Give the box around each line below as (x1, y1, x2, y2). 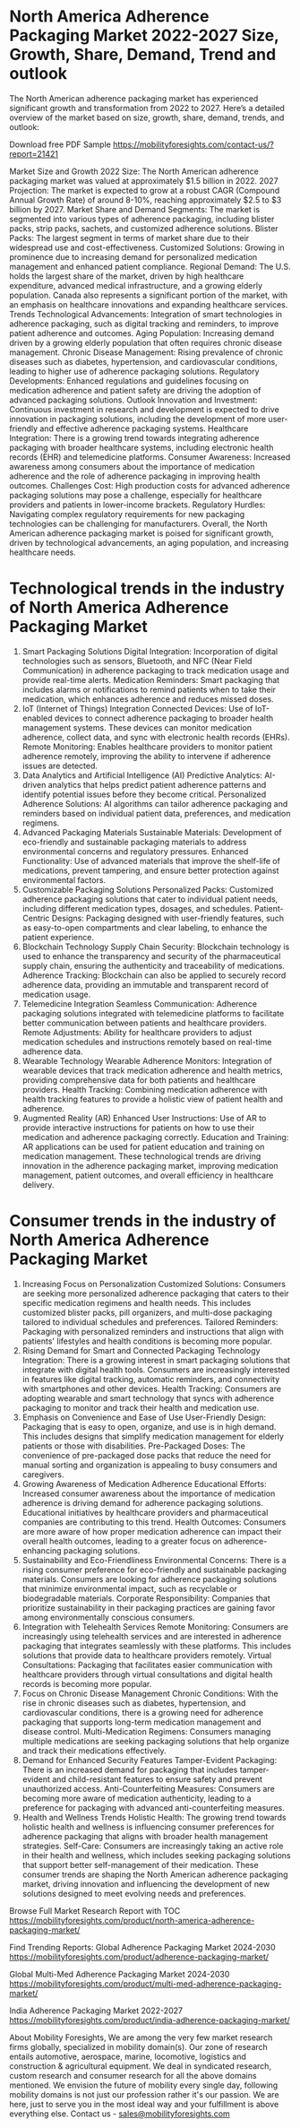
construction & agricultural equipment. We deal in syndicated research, (9, 2060, 271, 2072)
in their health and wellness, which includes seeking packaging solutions (21, 1849, 291, 1861)
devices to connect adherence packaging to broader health (54, 713, 274, 723)
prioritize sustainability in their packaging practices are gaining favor (21, 1602, 276, 1613)
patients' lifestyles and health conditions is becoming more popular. (21, 1336, 273, 1346)
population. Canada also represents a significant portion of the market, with (9, 290, 288, 300)
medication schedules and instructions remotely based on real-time (21, 1036, 272, 1047)
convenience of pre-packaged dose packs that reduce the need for (21, 1449, 271, 1460)
